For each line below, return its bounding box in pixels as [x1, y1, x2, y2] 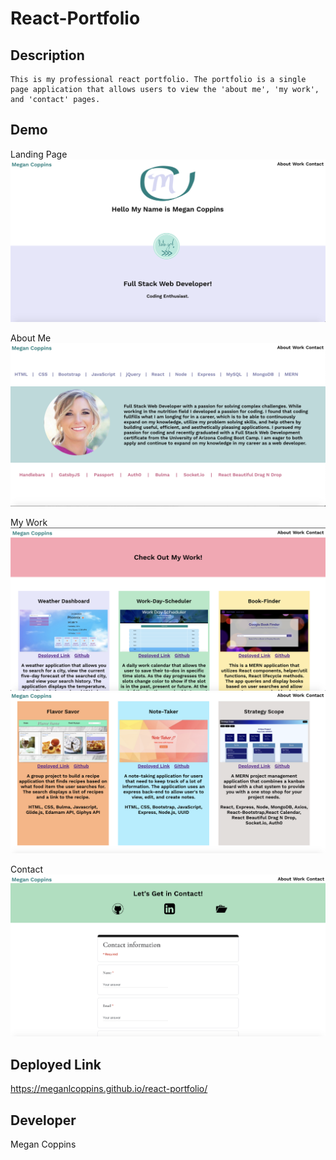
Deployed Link [10, 1056, 102, 1073]
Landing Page [10, 148, 68, 160]
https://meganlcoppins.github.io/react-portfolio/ [10, 1083, 208, 1095]
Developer [10, 1112, 77, 1129]
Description [10, 47, 85, 64]
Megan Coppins [10, 1138, 77, 1151]
